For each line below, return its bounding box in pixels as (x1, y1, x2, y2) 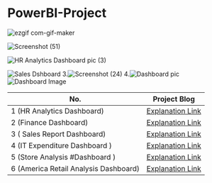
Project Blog (152, 94, 195, 104)
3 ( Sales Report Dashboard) (11, 129, 106, 139)
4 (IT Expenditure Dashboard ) (11, 140, 112, 150)
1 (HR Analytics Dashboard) (11, 106, 104, 116)
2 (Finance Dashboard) (11, 117, 89, 127)
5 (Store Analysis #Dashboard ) (11, 152, 116, 162)
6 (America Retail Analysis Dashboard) (11, 163, 140, 173)
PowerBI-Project (7, 5, 107, 21)
